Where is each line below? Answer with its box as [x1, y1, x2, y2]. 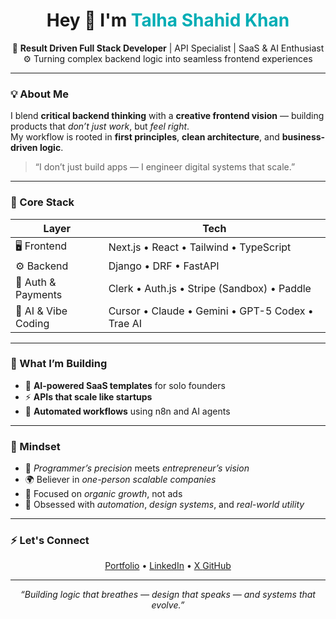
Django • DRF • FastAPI [108, 259, 220, 273]
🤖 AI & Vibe [15, 304, 68, 318]
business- [281, 131, 326, 143]
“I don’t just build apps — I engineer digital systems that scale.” [34, 161, 296, 173]
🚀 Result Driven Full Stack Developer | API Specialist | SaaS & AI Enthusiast [11, 42, 325, 54]
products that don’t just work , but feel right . [10, 120, 190, 133]
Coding [15, 316, 50, 330]
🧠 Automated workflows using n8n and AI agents [24, 405, 231, 417]
